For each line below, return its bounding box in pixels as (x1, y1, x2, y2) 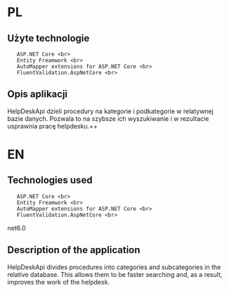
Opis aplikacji (7, 89, 68, 100)
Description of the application (7, 244, 140, 256)
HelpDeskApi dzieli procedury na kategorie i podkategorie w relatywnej (7, 107, 214, 115)
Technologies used (7, 174, 93, 186)
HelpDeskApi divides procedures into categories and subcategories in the (7, 263, 221, 271)
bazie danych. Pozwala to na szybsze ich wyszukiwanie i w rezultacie (7, 114, 209, 123)
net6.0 (7, 223, 26, 232)
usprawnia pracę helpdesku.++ (7, 122, 98, 130)
